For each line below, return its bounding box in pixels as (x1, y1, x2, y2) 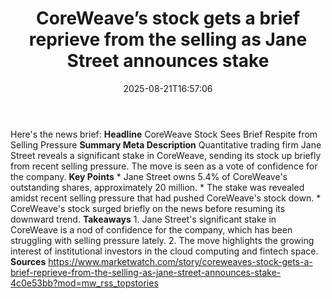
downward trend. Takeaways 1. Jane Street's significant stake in (10, 213, 277, 225)
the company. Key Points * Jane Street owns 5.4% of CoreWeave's (10, 170, 288, 182)
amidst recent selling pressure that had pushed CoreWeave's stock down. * (10, 192, 322, 204)
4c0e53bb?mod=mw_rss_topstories (10, 277, 159, 289)
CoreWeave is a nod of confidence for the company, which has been (10, 223, 293, 236)
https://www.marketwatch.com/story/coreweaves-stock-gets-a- (48, 255, 313, 267)
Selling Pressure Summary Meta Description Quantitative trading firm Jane (10, 138, 322, 151)
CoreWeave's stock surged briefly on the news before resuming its (10, 202, 286, 214)
